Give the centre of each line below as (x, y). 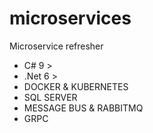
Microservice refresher (56, 46)
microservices (70, 18)
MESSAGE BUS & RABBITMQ (83, 108)
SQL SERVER (50, 97)
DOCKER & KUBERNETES (76, 86)
